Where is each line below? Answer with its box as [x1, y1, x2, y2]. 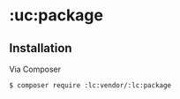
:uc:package [9, 5, 104, 26]
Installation [9, 41, 72, 56]
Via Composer [9, 64, 62, 74]
